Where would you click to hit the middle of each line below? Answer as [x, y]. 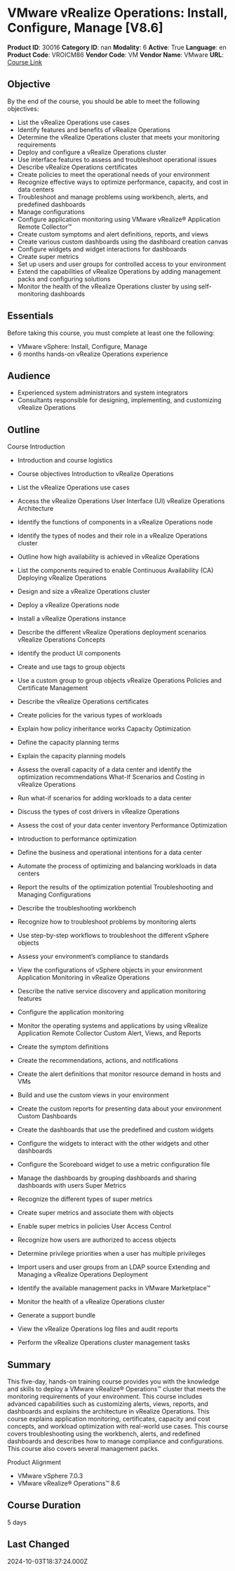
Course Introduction [36, 446]
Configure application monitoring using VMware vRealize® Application [119, 219]
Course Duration [44, 1505]
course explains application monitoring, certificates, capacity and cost [109, 1419]
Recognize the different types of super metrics [85, 1199]
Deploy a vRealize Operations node [68, 605]
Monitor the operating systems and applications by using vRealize [113, 1026]
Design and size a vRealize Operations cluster [84, 592]
